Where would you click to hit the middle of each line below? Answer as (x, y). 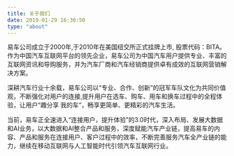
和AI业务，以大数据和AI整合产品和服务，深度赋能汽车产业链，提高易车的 (111, 128)
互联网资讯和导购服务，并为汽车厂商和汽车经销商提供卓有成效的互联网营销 (114, 64)
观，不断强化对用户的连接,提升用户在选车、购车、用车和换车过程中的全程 (112, 96)
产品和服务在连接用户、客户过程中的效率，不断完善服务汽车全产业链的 (120, 137)
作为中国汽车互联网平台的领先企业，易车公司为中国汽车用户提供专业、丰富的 (117, 55)
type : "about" (28, 26)
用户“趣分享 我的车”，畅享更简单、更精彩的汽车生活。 (102, 105)
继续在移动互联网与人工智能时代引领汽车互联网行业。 (95, 146)
